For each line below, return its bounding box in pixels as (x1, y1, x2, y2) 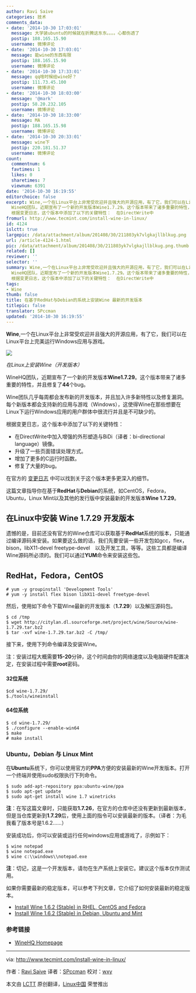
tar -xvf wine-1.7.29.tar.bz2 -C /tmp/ (11, 630, 108, 636)
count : (6, 156, 22, 162)
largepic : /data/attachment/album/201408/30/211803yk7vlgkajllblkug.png (6, 232, 187, 238)
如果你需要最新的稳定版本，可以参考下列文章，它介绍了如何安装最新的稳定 (6, 884, 185, 891)
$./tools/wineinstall (6, 694, 59, 699)
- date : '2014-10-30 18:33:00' (6, 112, 82, 118)
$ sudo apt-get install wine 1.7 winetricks (6, 793, 116, 800)
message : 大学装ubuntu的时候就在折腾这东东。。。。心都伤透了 (11, 30, 140, 36)
